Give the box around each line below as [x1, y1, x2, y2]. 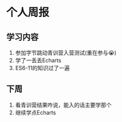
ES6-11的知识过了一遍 [15, 65, 70, 71]
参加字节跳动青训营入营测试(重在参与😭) [15, 49, 117, 56]
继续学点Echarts [15, 109, 56, 116]
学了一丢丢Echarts [15, 57, 62, 64]
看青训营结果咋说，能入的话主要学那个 [15, 101, 112, 109]
